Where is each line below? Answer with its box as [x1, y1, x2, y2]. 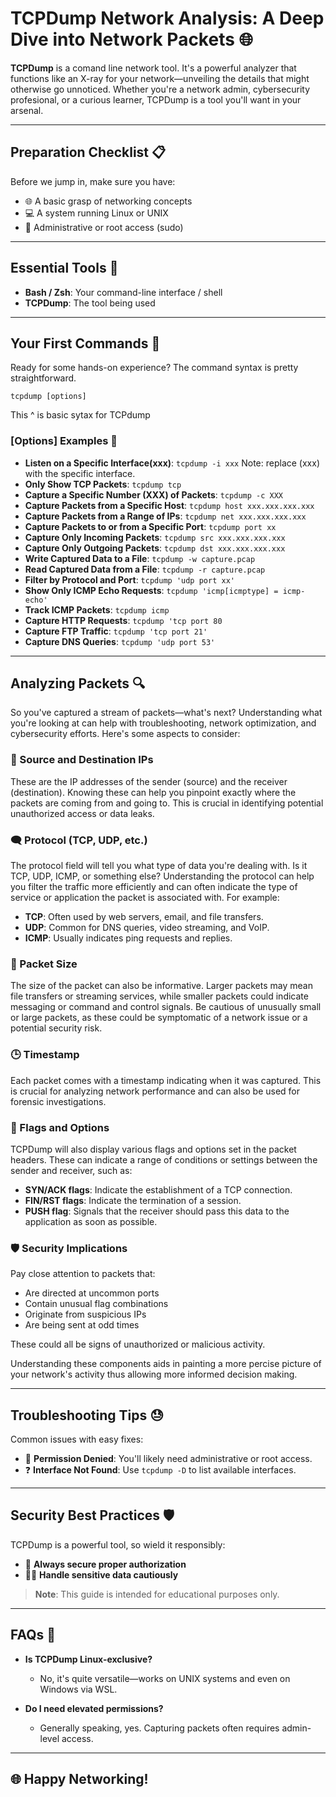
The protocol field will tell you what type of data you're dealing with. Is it [10, 860, 308, 872]
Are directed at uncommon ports [24, 1287, 160, 1299]
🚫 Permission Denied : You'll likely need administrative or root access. [24, 1453, 313, 1465]
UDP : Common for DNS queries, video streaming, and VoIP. [24, 922, 270, 934]
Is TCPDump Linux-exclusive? [24, 1653, 153, 1665]
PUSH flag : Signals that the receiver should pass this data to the [24, 1205, 290, 1217]
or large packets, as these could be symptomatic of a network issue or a [10, 1012, 308, 1024]
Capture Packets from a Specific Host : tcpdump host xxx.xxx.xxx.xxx [24, 499, 315, 511]
